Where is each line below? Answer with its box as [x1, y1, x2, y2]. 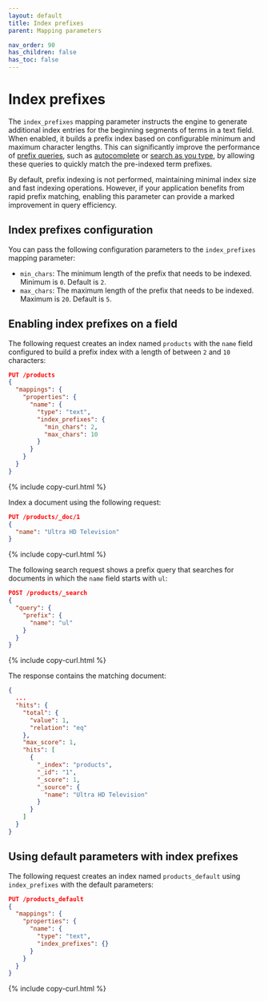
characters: [8, 355, 46, 365]
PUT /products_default [8, 895, 84, 903]
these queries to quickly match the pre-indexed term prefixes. [8, 159, 213, 169]
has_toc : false [8, 56, 59, 64]
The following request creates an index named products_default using [8, 871, 241, 880]
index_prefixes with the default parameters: [8, 879, 154, 889]
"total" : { [22, 708, 59, 716]
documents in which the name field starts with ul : [8, 573, 168, 584]
